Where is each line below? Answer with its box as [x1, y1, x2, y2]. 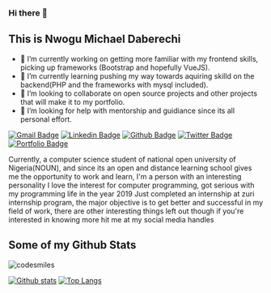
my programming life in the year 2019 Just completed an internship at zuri [8, 188, 255, 198]
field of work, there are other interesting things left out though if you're [8, 206, 244, 216]
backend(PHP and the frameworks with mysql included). [19, 80, 209, 89]
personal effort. [19, 114, 73, 124]
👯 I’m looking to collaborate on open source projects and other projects [19, 88, 257, 98]
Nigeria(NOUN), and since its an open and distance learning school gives [8, 162, 252, 173]
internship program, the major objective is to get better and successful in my [8, 197, 264, 207]
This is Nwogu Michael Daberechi [8, 32, 181, 46]
